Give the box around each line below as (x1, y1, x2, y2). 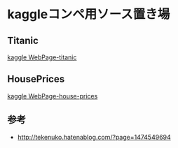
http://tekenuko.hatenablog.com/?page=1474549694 (17, 133, 172, 141)
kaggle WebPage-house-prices (7, 91, 98, 100)
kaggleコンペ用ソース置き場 (7, 6, 170, 22)
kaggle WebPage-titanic (7, 53, 77, 61)
